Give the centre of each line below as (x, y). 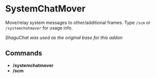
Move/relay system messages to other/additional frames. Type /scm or (78, 22)
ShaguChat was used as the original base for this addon (64, 37)
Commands (24, 53)
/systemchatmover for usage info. (39, 27)
